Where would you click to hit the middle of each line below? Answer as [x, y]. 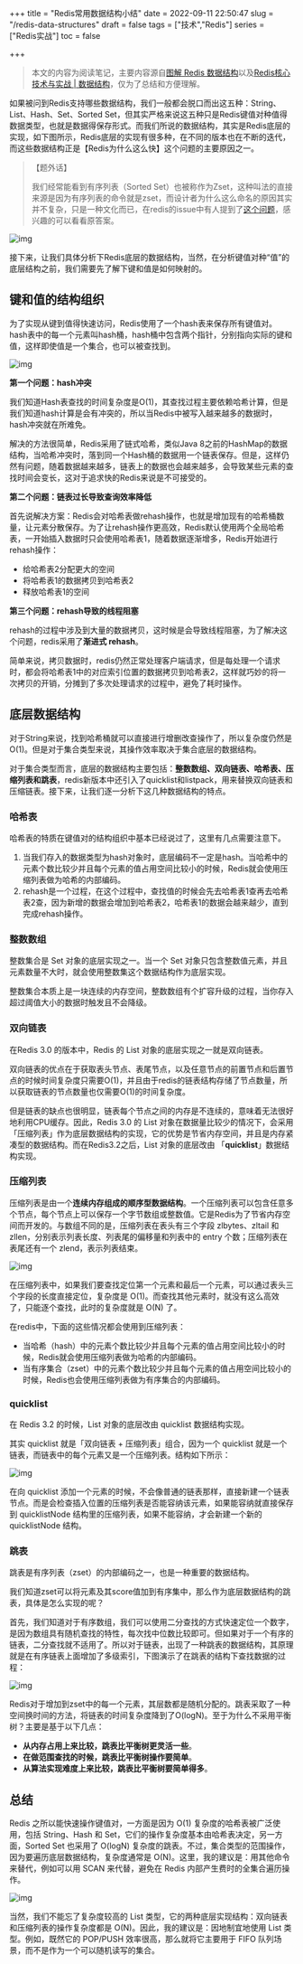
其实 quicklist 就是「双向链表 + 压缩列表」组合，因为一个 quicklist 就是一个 [148, 1443]
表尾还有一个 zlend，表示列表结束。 [76, 1248]
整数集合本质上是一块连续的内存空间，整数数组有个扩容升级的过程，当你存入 [151, 991]
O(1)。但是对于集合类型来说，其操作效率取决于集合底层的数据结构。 [135, 749]
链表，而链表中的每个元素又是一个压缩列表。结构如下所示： [120, 1455]
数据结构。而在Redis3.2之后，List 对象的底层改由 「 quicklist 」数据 [157, 1144]
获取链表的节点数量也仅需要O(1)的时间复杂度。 [104, 1091]
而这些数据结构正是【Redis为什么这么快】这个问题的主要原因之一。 [134, 148]
